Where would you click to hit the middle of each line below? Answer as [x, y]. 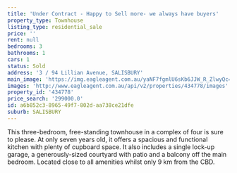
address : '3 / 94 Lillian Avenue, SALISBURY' [75, 72]
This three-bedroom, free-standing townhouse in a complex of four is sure [115, 132]
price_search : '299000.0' [45, 99]
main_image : [25, 79]
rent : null [23, 40]
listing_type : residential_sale [55, 27]
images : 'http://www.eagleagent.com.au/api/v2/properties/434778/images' [118, 86]
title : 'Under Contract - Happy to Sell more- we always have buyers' [113, 14]
